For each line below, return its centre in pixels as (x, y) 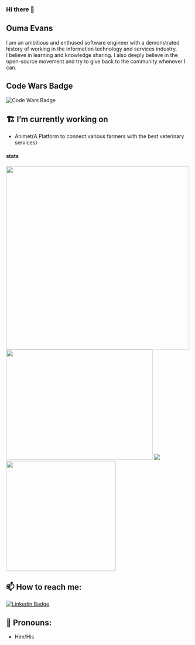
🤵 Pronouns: (29, 622)
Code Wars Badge (40, 86)
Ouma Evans (30, 28)
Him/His (24, 637)
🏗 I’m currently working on (57, 119)
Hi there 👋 (20, 9)
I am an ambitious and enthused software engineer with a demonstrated (93, 42)
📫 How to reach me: (44, 587)
